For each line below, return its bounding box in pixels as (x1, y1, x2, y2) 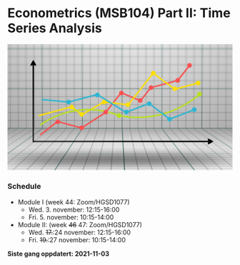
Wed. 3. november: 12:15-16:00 (28, 205, 120, 214)
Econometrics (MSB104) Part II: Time (7, 5, 231, 21)
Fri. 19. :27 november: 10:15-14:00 (28, 235, 126, 244)
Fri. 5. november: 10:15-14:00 (28, 212, 114, 222)
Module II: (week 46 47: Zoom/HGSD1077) (17, 220, 143, 229)
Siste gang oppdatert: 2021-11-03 (7, 249, 109, 258)
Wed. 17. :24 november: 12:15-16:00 (28, 228, 131, 237)
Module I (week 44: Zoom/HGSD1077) (17, 197, 130, 206)
